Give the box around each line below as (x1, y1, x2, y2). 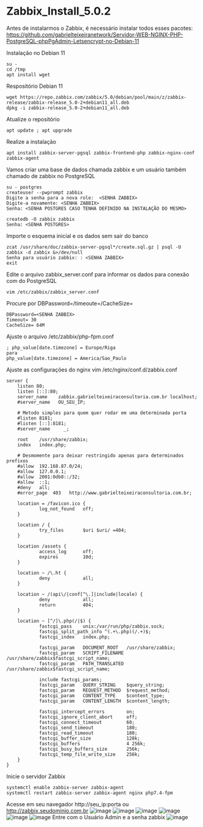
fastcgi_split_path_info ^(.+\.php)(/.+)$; (38, 628, 151, 635)
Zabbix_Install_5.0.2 (6, 4, 111, 18)
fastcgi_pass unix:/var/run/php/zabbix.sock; (38, 623, 165, 629)
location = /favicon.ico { (17, 500, 86, 507)
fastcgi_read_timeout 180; (38, 730, 138, 736)
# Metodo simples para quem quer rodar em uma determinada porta (17, 410, 187, 416)
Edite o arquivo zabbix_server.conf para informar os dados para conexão (6, 270, 190, 278)
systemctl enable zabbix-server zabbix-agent (6, 784, 124, 790)
